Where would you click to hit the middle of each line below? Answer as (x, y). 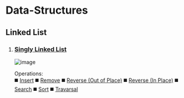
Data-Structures (47, 10)
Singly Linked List (40, 49)
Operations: (29, 73)
